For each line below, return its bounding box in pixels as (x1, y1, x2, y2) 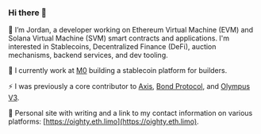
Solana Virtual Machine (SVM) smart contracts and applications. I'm (8, 33, 230, 43)
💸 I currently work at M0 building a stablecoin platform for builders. (8, 66, 228, 75)
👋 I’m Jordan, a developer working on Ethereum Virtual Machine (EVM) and (8, 25, 254, 35)
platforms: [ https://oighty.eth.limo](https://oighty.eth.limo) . (8, 117, 200, 126)
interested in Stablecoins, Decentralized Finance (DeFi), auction (8, 42, 217, 52)
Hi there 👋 (8, 7, 48, 18)
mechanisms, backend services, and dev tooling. (8, 51, 168, 60)
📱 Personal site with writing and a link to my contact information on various (8, 109, 253, 118)
